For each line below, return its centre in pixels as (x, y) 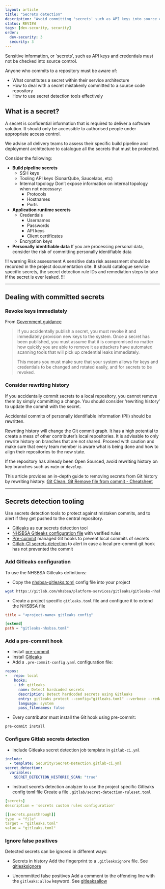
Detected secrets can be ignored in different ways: (56, 852)
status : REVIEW (21, 23)
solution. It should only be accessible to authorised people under (71, 128)
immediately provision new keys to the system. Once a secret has (83, 336)
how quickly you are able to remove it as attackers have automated (85, 347)
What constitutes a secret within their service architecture (71, 80)
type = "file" (21, 819)
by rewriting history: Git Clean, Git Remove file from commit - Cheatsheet (79, 481)
